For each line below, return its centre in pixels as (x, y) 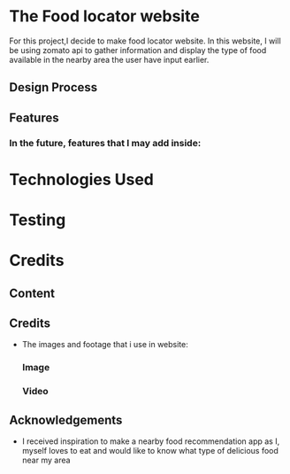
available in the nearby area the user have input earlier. (109, 59)
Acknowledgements (66, 420)
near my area (46, 460)
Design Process (53, 87)
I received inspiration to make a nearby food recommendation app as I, (151, 441)
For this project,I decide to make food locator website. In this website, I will (145, 41)
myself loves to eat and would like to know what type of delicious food (150, 451)
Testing (38, 220)
